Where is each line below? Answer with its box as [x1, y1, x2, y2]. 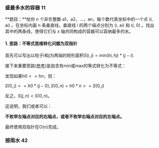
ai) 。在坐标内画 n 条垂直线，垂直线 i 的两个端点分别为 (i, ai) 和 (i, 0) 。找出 [5, 22, 155, 28]
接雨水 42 [5, 137, 28, 144]
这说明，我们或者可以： [5, 103, 52, 109]
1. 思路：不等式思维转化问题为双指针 [5, 40, 78, 46]
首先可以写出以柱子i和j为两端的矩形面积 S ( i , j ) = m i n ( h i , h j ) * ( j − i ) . [5, 52, 135, 58]
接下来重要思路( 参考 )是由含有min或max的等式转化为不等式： [5, 62, 126, 69]
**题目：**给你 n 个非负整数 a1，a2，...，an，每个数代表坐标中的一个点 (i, [5, 16, 153, 22]
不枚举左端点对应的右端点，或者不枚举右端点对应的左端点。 [5, 113, 124, 119]
